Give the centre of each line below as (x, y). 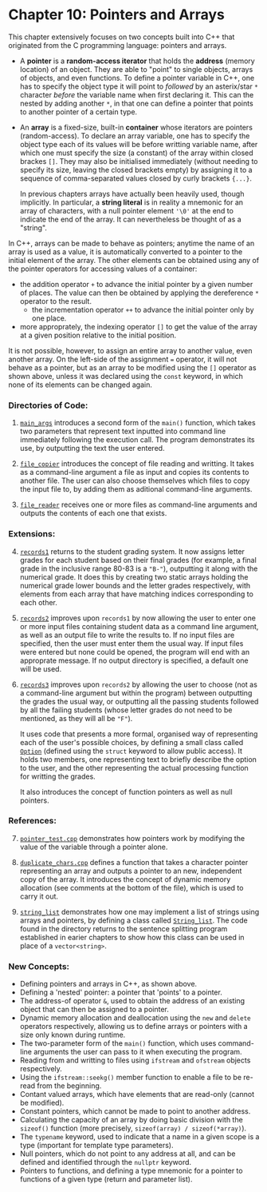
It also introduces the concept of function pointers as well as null (126, 791)
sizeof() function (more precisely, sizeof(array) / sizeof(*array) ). (133, 1128)
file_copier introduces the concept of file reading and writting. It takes (137, 464)
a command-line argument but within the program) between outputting (136, 692)
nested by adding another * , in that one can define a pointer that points (136, 103)
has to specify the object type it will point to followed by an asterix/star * (139, 86)
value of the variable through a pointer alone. (94, 847)
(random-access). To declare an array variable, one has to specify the (135, 136)
